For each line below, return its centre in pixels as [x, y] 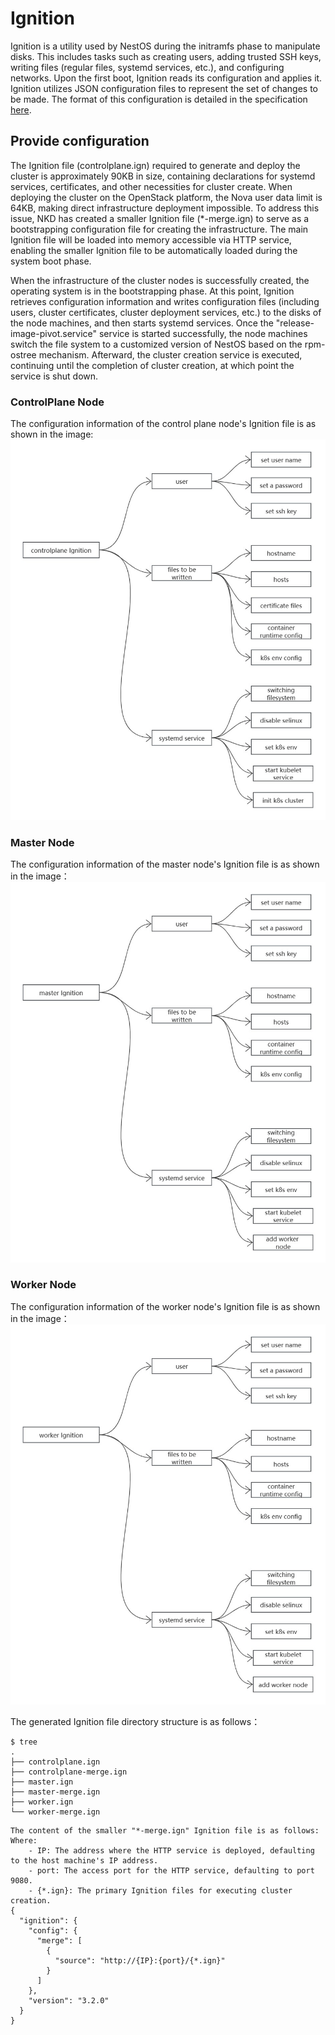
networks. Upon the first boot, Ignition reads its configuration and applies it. [166, 78]
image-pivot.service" [54, 333]
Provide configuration [80, 141]
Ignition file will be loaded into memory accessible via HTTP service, [151, 239]
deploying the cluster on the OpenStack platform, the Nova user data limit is [166, 197]
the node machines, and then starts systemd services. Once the [142, 323]
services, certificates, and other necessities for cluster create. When [151, 186]
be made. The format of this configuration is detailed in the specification [159, 99]
